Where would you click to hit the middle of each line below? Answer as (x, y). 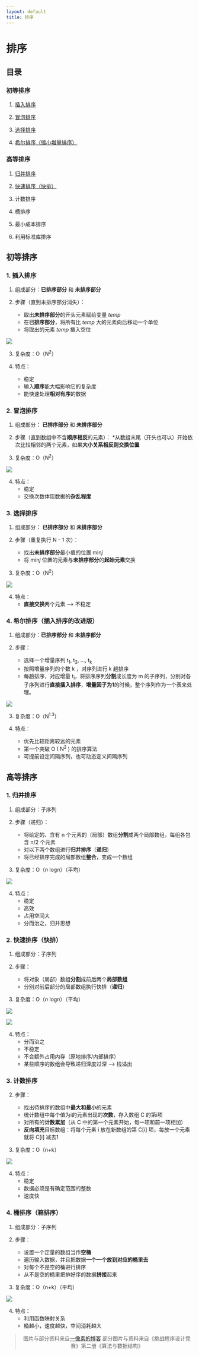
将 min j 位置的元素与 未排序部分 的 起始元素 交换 (79, 560)
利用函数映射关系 (44, 1318)
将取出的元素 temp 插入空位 (57, 330)
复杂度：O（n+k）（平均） (46, 1287)
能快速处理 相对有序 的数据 (55, 394)
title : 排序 (20, 17)
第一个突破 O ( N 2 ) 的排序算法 (60, 748)
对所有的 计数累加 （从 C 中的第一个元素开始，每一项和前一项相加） (105, 1122)
